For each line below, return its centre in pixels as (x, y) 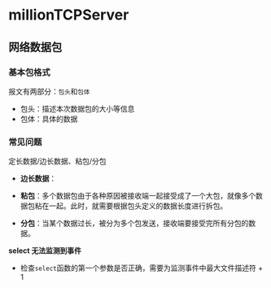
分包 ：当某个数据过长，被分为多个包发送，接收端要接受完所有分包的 (134, 223)
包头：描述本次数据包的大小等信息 (77, 108)
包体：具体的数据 (49, 119)
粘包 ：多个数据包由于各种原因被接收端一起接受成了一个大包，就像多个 (138, 196)
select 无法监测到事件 (45, 251)
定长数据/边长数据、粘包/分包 (58, 161)
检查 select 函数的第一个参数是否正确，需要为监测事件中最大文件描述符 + (141, 268)
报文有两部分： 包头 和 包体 (49, 91)
